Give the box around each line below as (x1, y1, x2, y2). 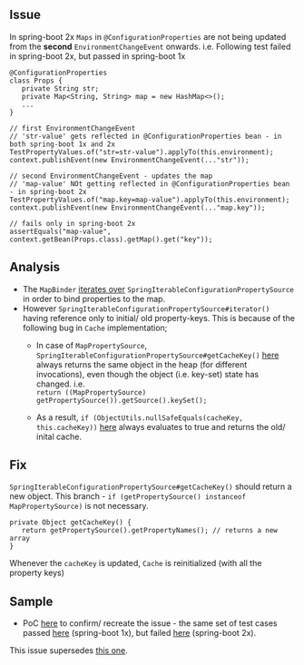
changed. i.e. (35, 378, 85, 389)
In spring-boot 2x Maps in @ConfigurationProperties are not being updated (9, 31, 287, 42)
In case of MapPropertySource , (35, 339, 148, 350)
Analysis (9, 259, 61, 275)
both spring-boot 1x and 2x (9, 140, 116, 149)
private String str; (21, 83, 100, 93)
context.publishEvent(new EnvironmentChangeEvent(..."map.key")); (9, 203, 266, 212)
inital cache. (35, 431, 82, 442)
